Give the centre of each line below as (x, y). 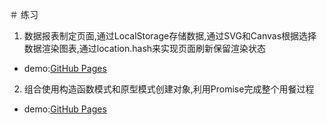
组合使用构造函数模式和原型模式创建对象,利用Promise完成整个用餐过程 (169, 89)
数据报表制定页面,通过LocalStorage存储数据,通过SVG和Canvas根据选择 (170, 36)
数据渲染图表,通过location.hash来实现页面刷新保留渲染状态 (145, 48)
